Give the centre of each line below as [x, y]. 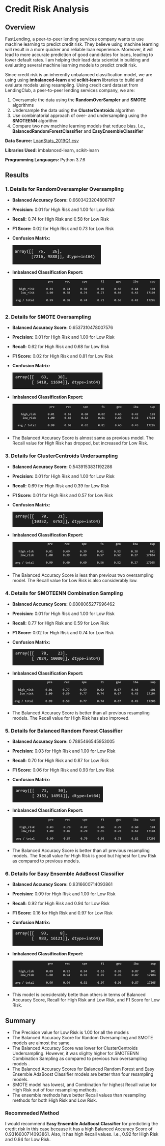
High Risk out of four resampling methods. [55, 1090]
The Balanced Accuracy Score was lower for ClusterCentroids [75, 1048]
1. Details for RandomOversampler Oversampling [65, 189]
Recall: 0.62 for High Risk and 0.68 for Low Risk [61, 347]
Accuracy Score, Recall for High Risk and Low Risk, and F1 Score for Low [86, 1000]
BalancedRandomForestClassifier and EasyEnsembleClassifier [78, 131]
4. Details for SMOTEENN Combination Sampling [64, 593]
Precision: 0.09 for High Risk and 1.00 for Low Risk [64, 894]
